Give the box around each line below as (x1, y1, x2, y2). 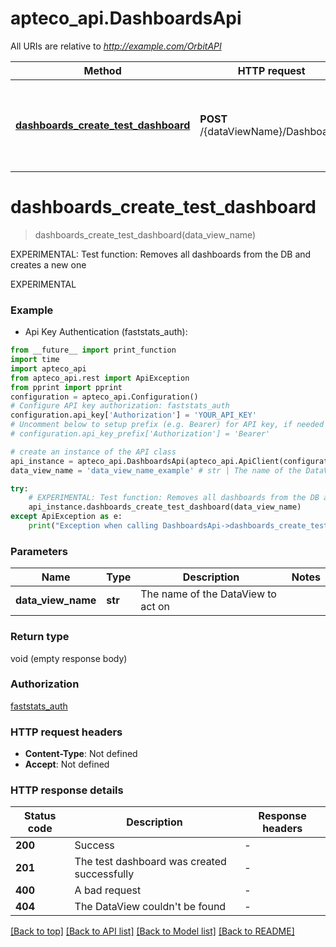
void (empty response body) (10, 652, 128, 664)
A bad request (74, 883, 142, 897)
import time (10, 355, 60, 365)
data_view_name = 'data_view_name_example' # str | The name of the (10, 465, 302, 476)
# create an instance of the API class (10, 447, 177, 457)
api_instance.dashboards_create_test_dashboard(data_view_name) (28, 502, 302, 512)
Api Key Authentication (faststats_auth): (24, 326, 188, 338)
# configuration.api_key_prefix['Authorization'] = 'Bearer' (10, 429, 271, 439)
